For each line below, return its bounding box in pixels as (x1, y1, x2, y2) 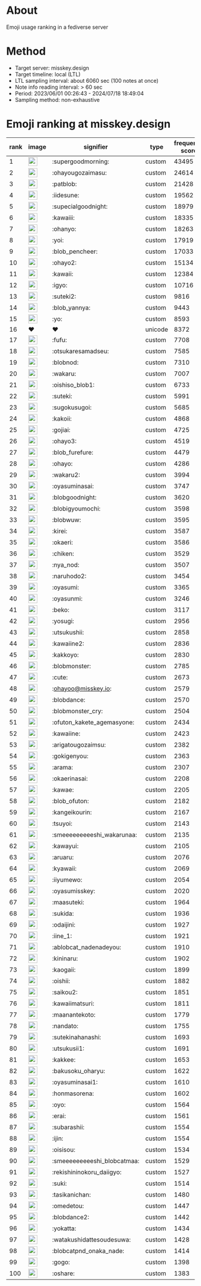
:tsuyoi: (51, 819, 73, 828)
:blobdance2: (51, 1213, 90, 1221)
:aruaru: (51, 853, 74, 861)
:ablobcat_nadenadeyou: (51, 943, 121, 951)
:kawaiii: (51, 214, 75, 222)
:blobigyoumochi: (51, 504, 100, 513)
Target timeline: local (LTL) (14, 70, 81, 78)
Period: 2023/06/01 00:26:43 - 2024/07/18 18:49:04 (14, 89, 144, 97)
